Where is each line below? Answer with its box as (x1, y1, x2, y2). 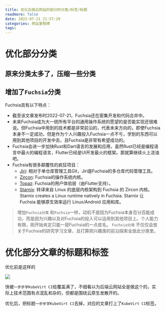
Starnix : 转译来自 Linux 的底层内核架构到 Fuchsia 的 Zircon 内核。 (19, 186, 153, 193)
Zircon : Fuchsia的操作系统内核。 (19, 174, 86, 180)
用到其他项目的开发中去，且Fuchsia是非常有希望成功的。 (12, 137, 128, 143)
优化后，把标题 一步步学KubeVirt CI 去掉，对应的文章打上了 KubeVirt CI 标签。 (5, 301, 159, 307)
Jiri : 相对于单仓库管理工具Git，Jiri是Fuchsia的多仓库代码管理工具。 (19, 168, 156, 174)
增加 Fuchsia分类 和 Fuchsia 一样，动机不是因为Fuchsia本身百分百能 (17, 209, 150, 215)
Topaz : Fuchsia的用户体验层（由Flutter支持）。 (19, 180, 113, 186)
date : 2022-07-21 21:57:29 (5, 16, 61, 21)
